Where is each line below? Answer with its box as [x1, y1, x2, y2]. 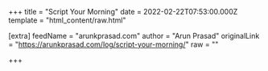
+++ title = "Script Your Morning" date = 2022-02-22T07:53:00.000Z [8, 7, 238, 16]
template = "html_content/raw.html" [8, 15, 126, 25]
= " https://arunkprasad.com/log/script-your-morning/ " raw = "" [8, 40, 219, 49]
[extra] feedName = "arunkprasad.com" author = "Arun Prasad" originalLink [8, 31, 260, 40]
